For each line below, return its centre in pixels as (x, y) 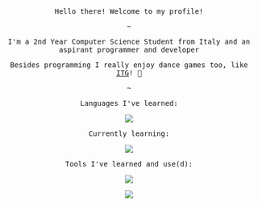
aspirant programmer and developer (129, 50)
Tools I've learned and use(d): (129, 164)
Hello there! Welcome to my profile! (129, 11)
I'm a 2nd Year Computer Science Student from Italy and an (129, 42)
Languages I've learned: (129, 103)
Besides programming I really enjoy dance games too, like (129, 65)
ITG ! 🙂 (129, 73)
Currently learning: (129, 134)
